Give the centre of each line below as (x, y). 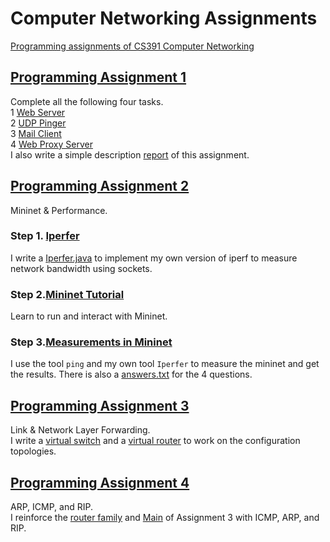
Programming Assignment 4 (100, 482)
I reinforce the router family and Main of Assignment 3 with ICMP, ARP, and (165, 518)
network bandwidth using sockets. (81, 268)
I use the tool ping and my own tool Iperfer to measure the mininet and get (165, 364)
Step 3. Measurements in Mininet (91, 342)
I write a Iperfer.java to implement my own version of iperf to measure (154, 258)
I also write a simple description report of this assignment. (130, 154)
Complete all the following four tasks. (87, 101)
